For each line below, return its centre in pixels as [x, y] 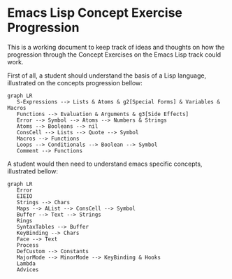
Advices [28, 270]
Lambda [26, 264]
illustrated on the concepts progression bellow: [75, 83]
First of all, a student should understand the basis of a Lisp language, [107, 76]
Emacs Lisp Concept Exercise [95, 13]
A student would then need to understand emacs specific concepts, [105, 164]
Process [28, 245]
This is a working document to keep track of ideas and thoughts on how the [116, 47]
